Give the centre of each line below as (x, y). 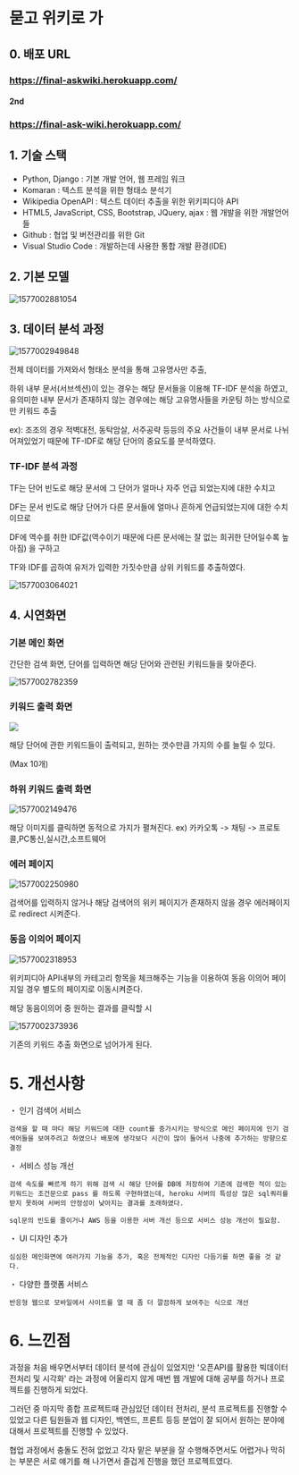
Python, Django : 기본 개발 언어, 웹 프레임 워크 (104, 179)
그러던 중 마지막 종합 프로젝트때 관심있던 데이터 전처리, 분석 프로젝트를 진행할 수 (149, 1408)
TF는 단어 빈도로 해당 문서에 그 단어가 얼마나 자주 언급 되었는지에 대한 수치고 (142, 487)
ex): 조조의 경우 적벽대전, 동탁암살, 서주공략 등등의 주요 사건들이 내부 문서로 (141, 430)
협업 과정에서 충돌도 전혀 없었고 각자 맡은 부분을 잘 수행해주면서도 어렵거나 (139, 1450)
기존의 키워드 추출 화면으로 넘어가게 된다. (81, 1044)
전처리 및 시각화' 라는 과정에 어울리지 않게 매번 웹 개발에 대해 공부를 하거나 (139, 1378)
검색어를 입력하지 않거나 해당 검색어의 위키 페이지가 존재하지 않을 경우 (131, 903)
